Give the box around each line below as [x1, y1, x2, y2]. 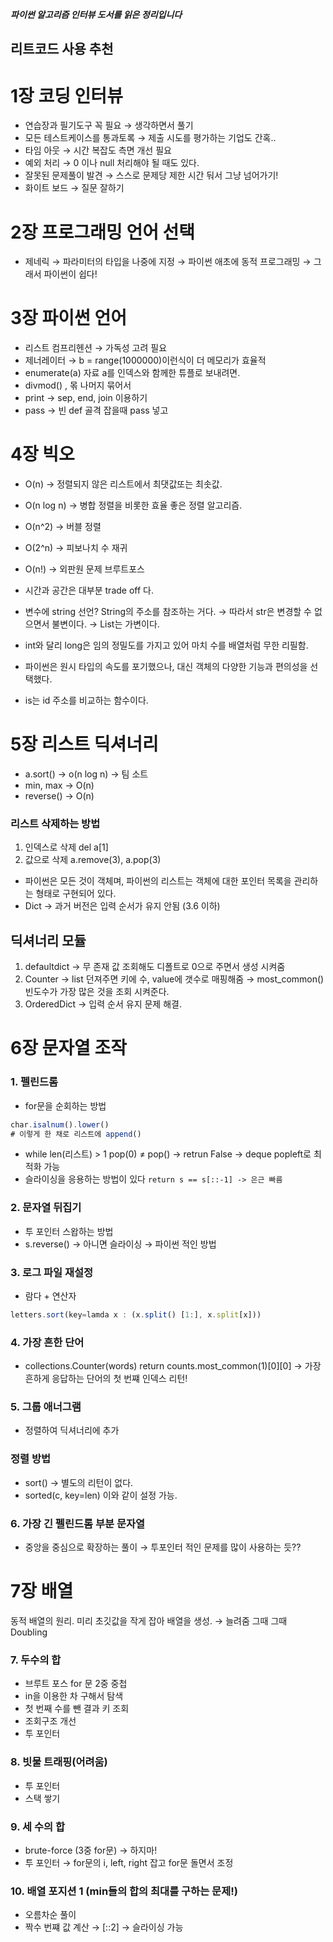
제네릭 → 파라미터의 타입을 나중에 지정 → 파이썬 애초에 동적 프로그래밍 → [24, 256, 312, 268]
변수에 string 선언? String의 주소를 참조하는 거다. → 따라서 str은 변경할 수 [24, 606, 312, 618]
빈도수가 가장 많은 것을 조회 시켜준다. [24, 986, 170, 998]
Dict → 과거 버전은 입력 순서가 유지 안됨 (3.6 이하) [24, 900, 221, 912]
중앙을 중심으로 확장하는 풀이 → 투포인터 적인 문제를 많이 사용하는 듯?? [24, 1541, 302, 1553]
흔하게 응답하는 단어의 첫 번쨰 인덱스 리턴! [24, 1373, 188, 1385]
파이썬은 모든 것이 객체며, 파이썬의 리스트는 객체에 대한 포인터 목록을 [24, 875, 292, 887]
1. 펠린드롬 [10, 1075, 59, 1089]
